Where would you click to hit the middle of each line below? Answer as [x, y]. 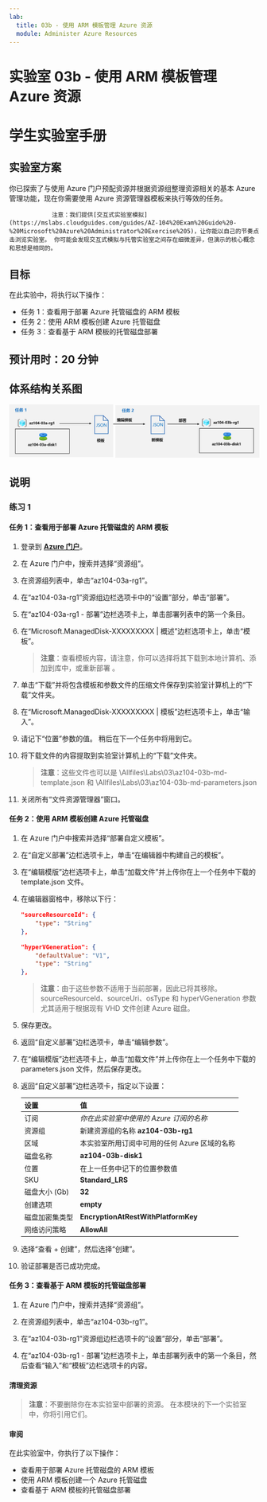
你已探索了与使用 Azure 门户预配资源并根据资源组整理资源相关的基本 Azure [132, 188]
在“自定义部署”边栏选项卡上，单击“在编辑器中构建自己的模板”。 [124, 855]
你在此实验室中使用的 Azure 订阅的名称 [144, 1118]
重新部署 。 [101, 668]
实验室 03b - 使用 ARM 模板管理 [113, 76]
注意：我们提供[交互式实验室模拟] [99, 215]
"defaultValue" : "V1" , [73, 955]
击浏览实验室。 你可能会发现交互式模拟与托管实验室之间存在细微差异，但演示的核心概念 [132, 240]
